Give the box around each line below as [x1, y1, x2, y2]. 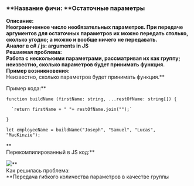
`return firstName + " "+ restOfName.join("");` [11, 107, 132, 113]
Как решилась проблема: [6, 167, 70, 174]
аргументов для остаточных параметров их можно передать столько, [6, 30, 189, 37]
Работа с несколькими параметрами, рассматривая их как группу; [6, 55, 181, 62]
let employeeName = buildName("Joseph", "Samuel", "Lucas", [6, 127, 156, 133]
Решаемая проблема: [6, 49, 63, 56]
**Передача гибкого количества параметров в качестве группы [6, 173, 169, 180]
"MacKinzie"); [6, 132, 41, 138]
